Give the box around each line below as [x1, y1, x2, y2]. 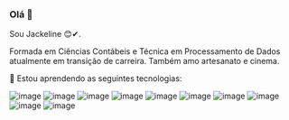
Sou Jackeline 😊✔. [9, 29, 81, 40]
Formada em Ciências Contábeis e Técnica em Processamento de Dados [9, 46, 281, 57]
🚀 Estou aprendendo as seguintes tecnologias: [9, 73, 182, 84]
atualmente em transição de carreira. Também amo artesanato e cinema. [9, 56, 280, 67]
